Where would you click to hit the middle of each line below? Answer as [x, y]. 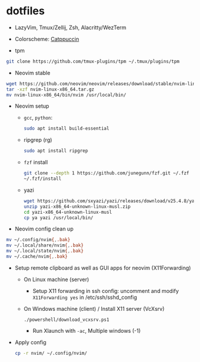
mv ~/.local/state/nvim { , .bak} [45, 251]
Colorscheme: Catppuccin [47, 39]
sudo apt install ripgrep [56, 151]
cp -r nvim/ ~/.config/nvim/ [51, 353]
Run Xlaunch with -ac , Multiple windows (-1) [87, 330]
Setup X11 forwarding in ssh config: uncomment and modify [106, 291]
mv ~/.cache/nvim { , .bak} [37, 257]
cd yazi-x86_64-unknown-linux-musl [68, 212]
